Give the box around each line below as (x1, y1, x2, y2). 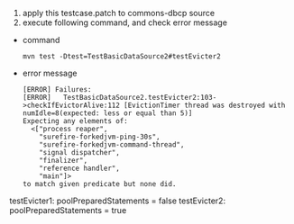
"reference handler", (39, 164, 120, 173)
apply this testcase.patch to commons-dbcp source (22, 8, 215, 18)
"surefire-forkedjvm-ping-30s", (39, 132, 161, 141)
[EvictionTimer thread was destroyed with (123, 101, 286, 110)
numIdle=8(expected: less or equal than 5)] (22, 109, 193, 118)
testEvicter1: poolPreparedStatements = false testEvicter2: (9, 195, 226, 206)
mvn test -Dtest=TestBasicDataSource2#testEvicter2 (22, 52, 221, 61)
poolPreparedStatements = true (9, 205, 127, 215)
